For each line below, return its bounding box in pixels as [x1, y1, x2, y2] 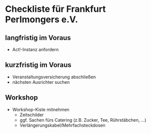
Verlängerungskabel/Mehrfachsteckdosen [19, 122, 106, 128]
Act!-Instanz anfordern [12, 47, 59, 52]
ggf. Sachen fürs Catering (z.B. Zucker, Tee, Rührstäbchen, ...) [19, 117, 147, 123]
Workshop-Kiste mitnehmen [12, 106, 70, 112]
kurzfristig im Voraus [5, 61, 72, 69]
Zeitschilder [19, 112, 44, 118]
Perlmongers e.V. [5, 14, 78, 25]
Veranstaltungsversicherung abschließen [12, 74, 96, 80]
